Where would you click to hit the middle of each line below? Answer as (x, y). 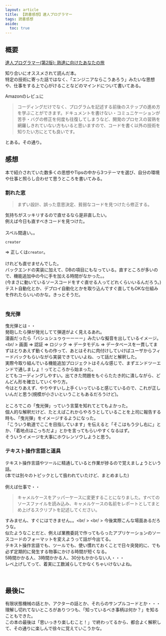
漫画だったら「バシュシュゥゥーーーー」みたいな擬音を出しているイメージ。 (83, 338)
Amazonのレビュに (24, 96)
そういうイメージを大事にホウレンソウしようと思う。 (59, 437)
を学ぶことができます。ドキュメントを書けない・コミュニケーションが (89, 113)
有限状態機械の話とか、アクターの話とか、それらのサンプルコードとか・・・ (83, 604)
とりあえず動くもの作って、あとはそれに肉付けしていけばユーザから (83, 351)
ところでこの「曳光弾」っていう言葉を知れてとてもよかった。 (68, 406)
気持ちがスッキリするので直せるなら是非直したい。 (57, 215)
